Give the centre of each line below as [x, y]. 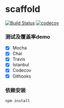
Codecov [22, 70]
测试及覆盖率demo [28, 37]
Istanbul [20, 65]
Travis [19, 59]
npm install [17, 101]
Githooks [22, 76]
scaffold [23, 9]
